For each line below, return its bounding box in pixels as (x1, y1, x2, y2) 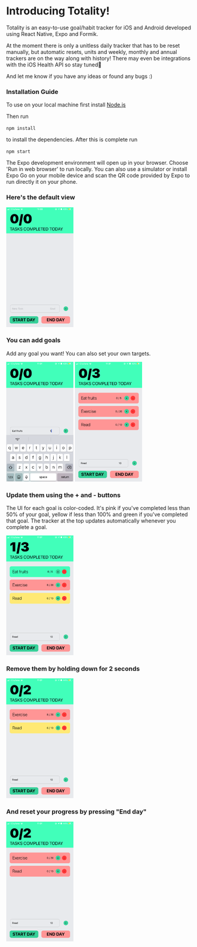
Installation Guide (6, 87, 59, 96)
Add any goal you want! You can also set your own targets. (6, 350, 151, 357)
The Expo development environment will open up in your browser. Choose (6, 159, 189, 166)
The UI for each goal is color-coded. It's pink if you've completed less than (6, 505, 190, 512)
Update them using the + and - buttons (6, 491, 121, 499)
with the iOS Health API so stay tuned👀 (6, 61, 102, 68)
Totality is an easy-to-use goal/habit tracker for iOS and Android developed (6, 24, 192, 31)
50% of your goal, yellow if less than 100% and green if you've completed (6, 511, 188, 518)
